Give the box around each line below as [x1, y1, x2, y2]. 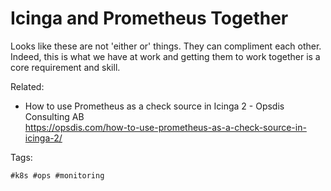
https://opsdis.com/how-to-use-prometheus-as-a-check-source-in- [24, 121, 307, 133]
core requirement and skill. [10, 61, 121, 73]
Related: [10, 80, 45, 92]
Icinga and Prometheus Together [10, 7, 289, 30]
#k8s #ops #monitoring [10, 170, 105, 181]
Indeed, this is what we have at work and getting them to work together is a [10, 50, 321, 62]
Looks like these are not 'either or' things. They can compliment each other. [10, 40, 322, 52]
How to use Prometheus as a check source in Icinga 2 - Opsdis [24, 100, 285, 112]
